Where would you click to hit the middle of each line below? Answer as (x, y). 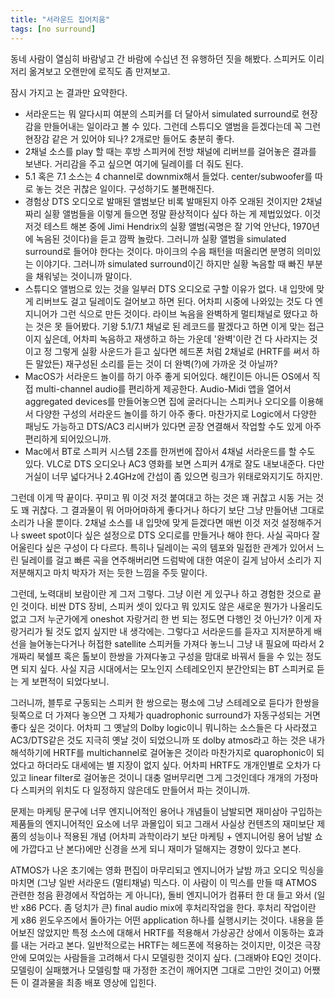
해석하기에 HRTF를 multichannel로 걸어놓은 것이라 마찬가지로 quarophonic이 (162, 752)
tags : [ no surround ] (53, 29)
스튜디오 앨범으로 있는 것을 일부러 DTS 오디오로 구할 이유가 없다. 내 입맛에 (169, 288)
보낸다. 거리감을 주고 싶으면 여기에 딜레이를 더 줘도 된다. (134, 163)
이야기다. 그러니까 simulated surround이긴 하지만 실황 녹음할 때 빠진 (170, 263)
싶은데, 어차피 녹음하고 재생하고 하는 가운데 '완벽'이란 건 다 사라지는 (175, 338)
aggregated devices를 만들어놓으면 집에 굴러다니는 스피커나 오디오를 (160, 401)
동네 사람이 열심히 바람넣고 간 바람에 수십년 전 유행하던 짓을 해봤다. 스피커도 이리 (167, 58)
